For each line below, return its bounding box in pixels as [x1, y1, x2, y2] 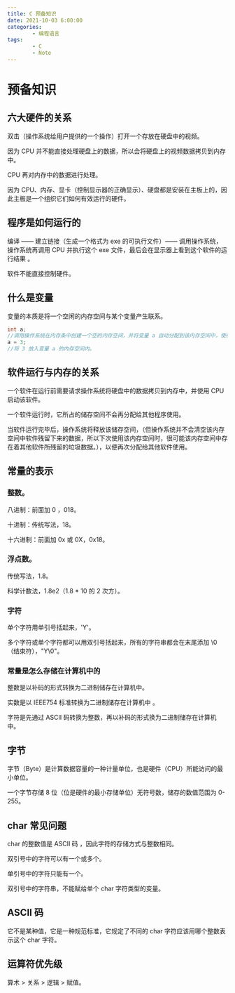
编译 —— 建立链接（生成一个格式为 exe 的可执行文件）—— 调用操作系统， [7, 237, 222, 245]
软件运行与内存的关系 [7, 367, 99, 379]
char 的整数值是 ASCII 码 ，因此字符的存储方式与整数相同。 [7, 840, 178, 848]
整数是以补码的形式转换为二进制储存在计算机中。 [7, 683, 148, 692]
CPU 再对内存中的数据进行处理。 [7, 170, 102, 179]
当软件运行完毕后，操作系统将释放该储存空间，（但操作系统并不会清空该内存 [7, 425, 225, 433]
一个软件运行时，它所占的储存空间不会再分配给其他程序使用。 [7, 410, 185, 419]
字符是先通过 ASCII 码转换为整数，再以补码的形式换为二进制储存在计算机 [7, 713, 217, 722]
